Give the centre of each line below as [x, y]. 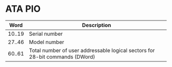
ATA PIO [23, 9]
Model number [47, 42]
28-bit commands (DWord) [62, 57]
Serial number [46, 34]
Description [96, 25]
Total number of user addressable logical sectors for [92, 50]
